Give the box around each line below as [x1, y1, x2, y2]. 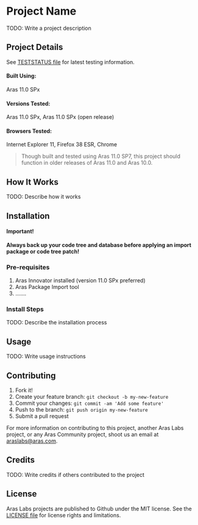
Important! [6, 227, 34, 235]
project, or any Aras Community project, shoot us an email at [6, 430, 159, 438]
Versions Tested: [6, 99, 51, 107]
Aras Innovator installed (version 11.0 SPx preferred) [15, 277, 146, 284]
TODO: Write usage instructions [6, 352, 87, 360]
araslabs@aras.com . [6, 437, 58, 445]
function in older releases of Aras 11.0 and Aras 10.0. [21, 159, 153, 166]
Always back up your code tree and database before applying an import [6, 241, 192, 248]
